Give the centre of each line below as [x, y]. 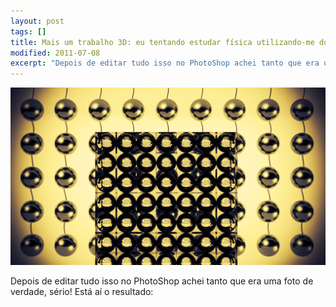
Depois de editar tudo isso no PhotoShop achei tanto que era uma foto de [162, 281]
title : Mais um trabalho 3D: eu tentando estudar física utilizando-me [162, 42]
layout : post [37, 21]
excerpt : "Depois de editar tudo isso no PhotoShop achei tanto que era [165, 63]
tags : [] [28, 31]
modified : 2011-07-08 [55, 53]
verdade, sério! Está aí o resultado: [82, 291]
